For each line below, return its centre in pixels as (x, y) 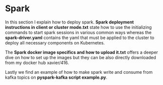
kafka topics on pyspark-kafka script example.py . (56, 77)
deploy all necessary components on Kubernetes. (55, 42)
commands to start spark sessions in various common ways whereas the (78, 32)
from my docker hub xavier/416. (37, 63)
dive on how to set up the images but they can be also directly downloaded (81, 57)
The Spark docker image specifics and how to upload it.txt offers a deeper (81, 52)
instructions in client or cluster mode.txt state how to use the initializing (79, 27)
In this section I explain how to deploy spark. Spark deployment (70, 22)
